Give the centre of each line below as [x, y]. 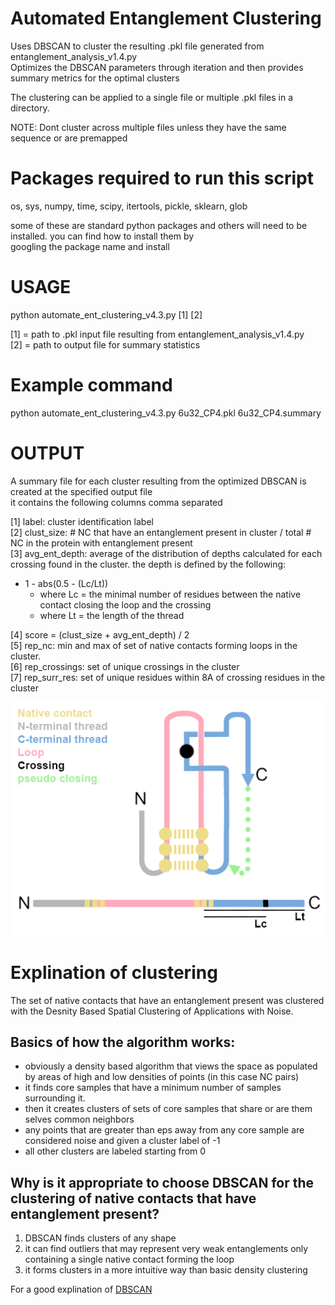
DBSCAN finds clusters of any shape [100, 1238]
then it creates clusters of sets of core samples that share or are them [168, 1109]
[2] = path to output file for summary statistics [105, 344]
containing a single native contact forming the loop [129, 1259]
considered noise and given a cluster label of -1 [122, 1141]
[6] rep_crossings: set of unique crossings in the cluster [125, 666]
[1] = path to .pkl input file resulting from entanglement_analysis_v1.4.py [157, 334]
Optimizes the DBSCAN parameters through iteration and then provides [157, 67]
